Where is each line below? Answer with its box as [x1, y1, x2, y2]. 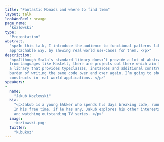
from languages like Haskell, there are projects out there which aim [9, 61, 156, 66]
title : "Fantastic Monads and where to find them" [5, 7, 110, 12]
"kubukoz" [14, 130, 34, 135]
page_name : [5, 20, 27, 26]
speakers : [5, 80, 25, 84]
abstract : [5, 39, 25, 44]
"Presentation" [9, 35, 41, 40]
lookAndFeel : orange [5, 16, 47, 21]
